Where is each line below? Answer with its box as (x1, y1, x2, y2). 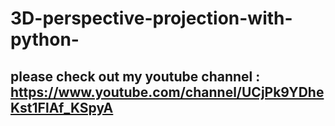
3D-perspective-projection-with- (10, 7, 293, 30)
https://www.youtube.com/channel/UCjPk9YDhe (10, 83, 325, 101)
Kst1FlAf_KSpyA (10, 99, 114, 116)
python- (10, 28, 80, 51)
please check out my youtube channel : (10, 68, 261, 85)
